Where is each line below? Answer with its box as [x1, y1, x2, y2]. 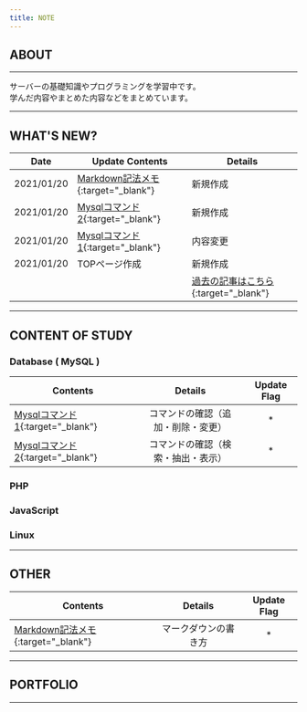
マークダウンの [161, 622, 227, 634]
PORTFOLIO [9, 677, 79, 693]
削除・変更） [172, 421, 228, 434]
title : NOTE [9, 13, 55, 23]
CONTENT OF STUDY [9, 328, 133, 343]
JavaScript [9, 504, 59, 517]
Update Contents [91, 155, 168, 168]
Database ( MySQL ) [9, 355, 101, 368]
